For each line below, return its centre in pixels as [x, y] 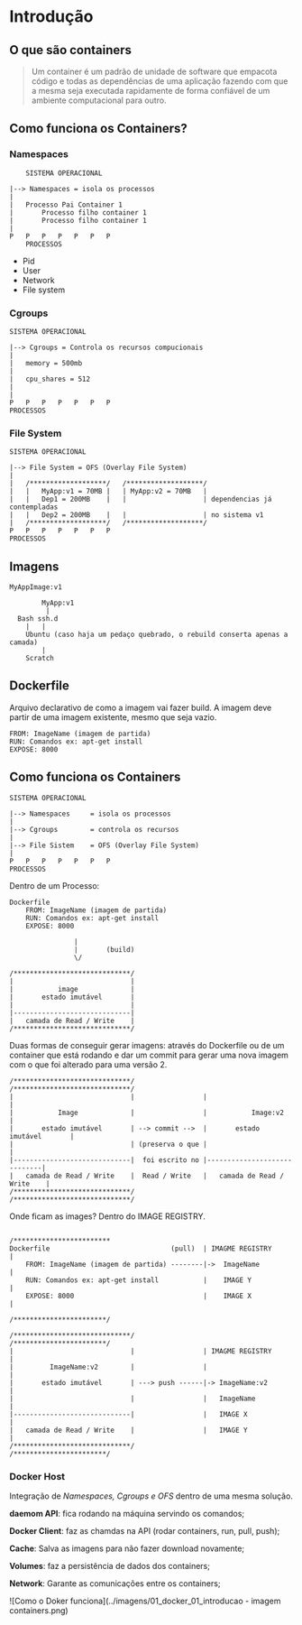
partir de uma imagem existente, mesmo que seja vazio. [113, 717]
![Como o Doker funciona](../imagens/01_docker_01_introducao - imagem [145, 1601]
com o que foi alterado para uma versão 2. [88, 1064]
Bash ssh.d [38, 619]
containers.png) [39, 1611]
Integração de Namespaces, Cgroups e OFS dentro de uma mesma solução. [151, 1496]
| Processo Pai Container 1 [66, 205]
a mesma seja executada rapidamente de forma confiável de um [151, 91]
